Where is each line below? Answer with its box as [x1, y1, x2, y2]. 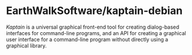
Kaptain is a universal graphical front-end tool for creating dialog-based [6, 23, 180, 30]
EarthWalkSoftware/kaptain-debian [6, 4, 183, 18]
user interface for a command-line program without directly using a [6, 36, 169, 43]
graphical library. [6, 42, 47, 49]
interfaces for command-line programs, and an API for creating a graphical [6, 29, 186, 36]
